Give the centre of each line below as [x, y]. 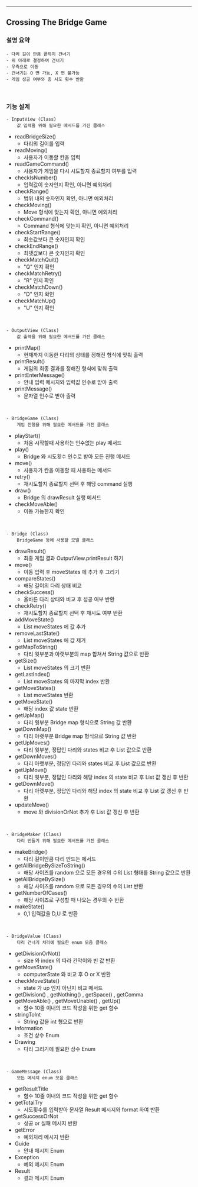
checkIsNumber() [36, 178]
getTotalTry [29, 1102]
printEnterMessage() [40, 375]
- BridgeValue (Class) [34, 936]
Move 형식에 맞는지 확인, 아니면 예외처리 [70, 212]
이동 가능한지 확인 [44, 511]
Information [29, 1028]
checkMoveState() [37, 980]
